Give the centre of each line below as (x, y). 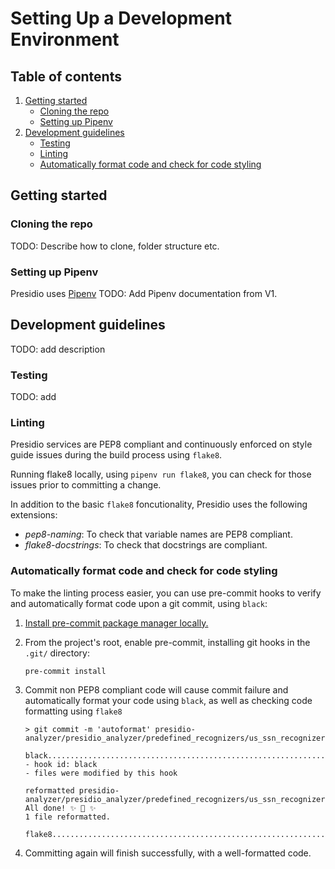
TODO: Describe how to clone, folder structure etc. (115, 246)
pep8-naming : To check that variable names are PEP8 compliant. (158, 534)
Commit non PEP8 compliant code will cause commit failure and (156, 689)
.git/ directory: (57, 653)
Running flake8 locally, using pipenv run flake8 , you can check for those (161, 474)
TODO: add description (58, 349)
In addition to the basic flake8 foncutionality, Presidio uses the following (159, 504)
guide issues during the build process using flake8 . (116, 455)
